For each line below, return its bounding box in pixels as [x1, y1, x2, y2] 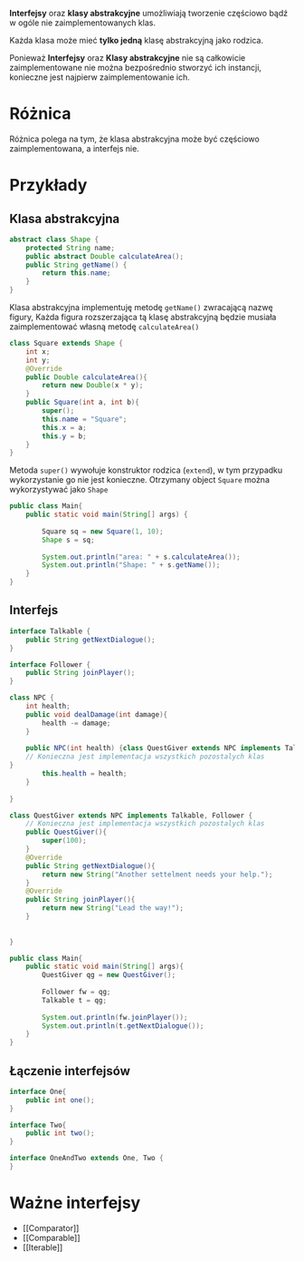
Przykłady [9, 175, 88, 196]
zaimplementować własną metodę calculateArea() [9, 321, 200, 332]
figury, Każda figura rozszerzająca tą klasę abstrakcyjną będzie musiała [9, 312, 277, 323]
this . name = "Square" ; [42, 415, 128, 424]
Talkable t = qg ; [42, 995, 107, 1005]
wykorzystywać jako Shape [9, 484, 109, 495]
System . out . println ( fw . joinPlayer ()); [42, 1012, 188, 1022]
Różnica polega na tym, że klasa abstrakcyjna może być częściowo [9, 133, 260, 144]
